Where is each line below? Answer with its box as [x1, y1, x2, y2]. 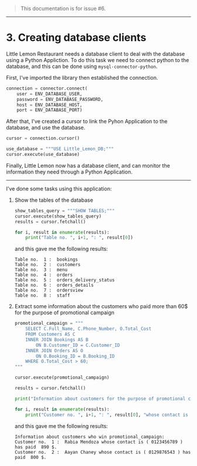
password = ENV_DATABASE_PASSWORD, [16, 96, 104, 102]
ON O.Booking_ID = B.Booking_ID [36, 353, 115, 359]
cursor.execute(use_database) [6, 152, 80, 158]
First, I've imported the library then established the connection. [6, 74, 158, 81]
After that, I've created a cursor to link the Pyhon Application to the [6, 118, 168, 125]
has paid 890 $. [14, 444, 57, 450]
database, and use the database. [6, 124, 86, 131]
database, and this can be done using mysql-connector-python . [6, 63, 158, 70]
